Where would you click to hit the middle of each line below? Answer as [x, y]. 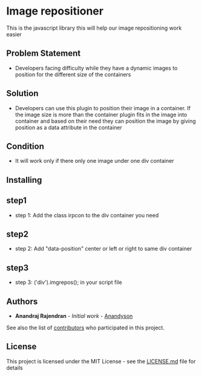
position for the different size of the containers [73, 74]
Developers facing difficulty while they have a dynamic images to [96, 68]
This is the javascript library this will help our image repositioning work [94, 28]
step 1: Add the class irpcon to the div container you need [87, 215]
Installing [24, 180]
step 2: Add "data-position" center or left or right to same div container [103, 249]
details [15, 368]
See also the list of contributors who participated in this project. [86, 328]
